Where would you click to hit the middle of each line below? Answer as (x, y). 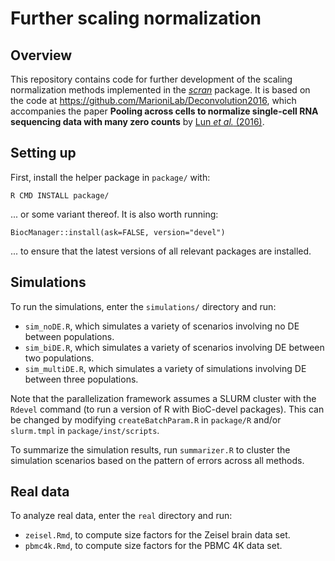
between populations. (69, 336)
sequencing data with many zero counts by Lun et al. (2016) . (137, 121)
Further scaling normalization (136, 18)
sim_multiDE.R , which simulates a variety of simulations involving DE (165, 368)
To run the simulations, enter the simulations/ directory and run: (143, 306)
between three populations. (81, 379)
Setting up (43, 153)
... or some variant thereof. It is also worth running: (114, 214)
